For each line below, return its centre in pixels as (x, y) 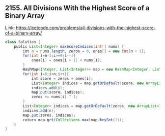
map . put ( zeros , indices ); (49, 115)
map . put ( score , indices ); (58, 92)
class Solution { (23, 42)
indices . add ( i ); (48, 88)
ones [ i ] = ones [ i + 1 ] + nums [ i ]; (67, 60)
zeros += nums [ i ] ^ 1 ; (55, 97)
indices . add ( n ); (39, 110)
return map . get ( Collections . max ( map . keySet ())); (73, 120)
